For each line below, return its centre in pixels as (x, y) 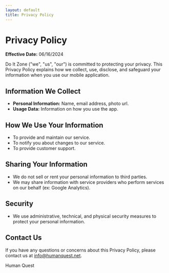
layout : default (23, 10)
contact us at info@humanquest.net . (44, 255)
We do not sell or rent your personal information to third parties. (80, 177)
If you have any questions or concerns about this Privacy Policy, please (81, 250)
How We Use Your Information (54, 125)
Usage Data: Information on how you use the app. (66, 109)
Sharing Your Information (47, 164)
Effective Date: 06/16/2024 (34, 54)
